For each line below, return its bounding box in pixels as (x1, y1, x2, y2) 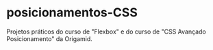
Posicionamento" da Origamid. (6, 34, 93, 42)
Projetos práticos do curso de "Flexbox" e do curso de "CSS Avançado (6, 27, 206, 36)
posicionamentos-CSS (6, 5, 138, 21)
